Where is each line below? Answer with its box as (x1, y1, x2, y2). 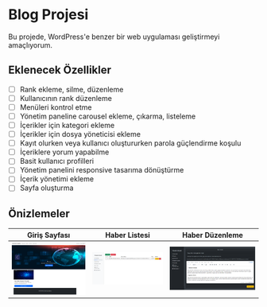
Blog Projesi (8, 6, 89, 24)
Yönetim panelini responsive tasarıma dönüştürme (19, 165, 184, 175)
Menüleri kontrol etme (19, 102, 92, 112)
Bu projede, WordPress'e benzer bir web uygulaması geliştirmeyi (8, 32, 220, 41)
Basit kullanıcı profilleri (19, 157, 95, 166)
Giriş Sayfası (26, 230, 71, 239)
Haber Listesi (105, 230, 151, 239)
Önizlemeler (8, 207, 70, 220)
